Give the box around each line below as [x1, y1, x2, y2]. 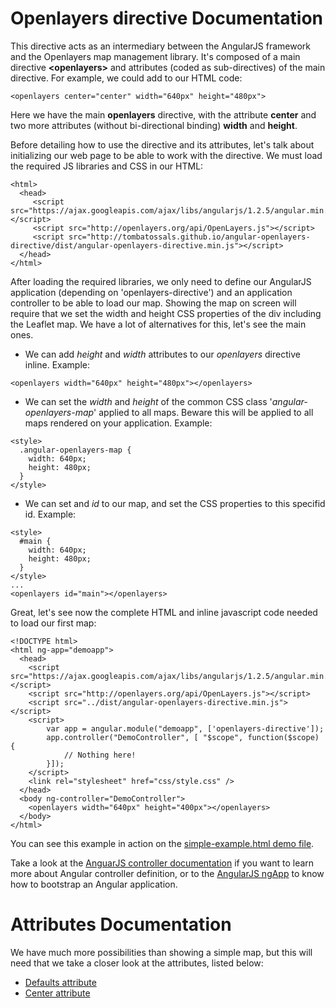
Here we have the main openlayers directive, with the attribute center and [10, 108, 317, 121]
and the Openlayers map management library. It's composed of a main [10, 50, 301, 62]
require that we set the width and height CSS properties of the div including [10, 307, 322, 319]
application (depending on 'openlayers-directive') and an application [10, 286, 293, 298]
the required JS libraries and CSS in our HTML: [10, 160, 204, 172]
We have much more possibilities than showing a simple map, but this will [10, 946, 313, 958]
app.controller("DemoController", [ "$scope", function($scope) [46, 732, 320, 742]
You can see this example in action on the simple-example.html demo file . [10, 837, 315, 849]
